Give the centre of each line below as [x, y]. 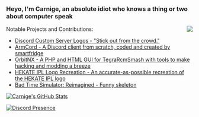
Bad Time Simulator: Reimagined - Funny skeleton [76, 85]
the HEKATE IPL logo [40, 78]
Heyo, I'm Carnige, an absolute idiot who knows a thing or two [97, 9]
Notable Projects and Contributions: [50, 29]
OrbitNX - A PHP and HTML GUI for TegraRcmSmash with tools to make [102, 60]
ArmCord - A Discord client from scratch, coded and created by [92, 47]
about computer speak [39, 16]
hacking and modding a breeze [52, 66]
